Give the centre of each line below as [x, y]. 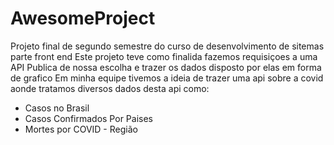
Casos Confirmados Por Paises [88, 118]
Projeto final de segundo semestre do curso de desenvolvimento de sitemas [167, 46]
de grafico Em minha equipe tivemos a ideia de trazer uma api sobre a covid [167, 78]
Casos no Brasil [57, 108]
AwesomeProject [83, 18]
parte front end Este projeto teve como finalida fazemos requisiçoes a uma [164, 56]
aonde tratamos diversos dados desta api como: [110, 88]
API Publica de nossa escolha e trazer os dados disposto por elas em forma [166, 67]
